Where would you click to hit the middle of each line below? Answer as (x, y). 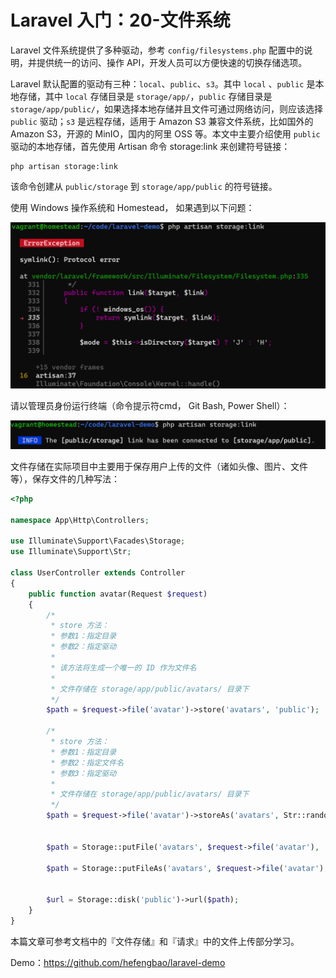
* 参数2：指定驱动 (83, 647)
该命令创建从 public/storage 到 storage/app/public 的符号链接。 (144, 186)
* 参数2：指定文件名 (87, 762)
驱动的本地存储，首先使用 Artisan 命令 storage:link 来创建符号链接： (150, 146)
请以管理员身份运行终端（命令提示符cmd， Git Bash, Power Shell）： (150, 405)
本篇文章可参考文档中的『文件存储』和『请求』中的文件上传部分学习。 (155, 941)
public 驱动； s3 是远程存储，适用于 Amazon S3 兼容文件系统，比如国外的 (162, 121)
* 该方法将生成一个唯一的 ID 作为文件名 (123, 667)
